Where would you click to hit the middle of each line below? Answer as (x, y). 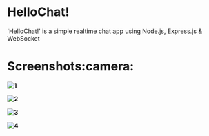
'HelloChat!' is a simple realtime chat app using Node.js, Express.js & (105, 31)
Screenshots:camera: (71, 67)
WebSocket (23, 38)
